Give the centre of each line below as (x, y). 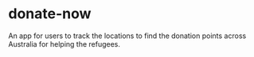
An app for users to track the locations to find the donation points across (127, 36)
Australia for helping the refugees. (64, 44)
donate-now (50, 14)
